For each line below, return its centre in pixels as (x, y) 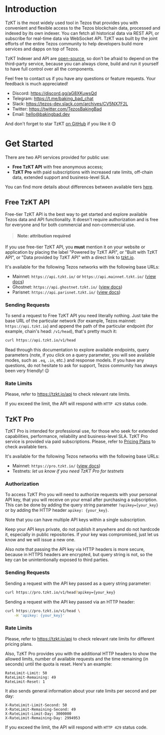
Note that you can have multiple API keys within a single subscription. (76, 520)
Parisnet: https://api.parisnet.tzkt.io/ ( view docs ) (66, 292)
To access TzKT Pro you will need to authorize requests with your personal (81, 495)
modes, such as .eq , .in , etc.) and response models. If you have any (75, 360)
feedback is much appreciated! (36, 84)
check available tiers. (27, 447)
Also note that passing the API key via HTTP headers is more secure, (75, 549)
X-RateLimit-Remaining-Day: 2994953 (43, 718)
